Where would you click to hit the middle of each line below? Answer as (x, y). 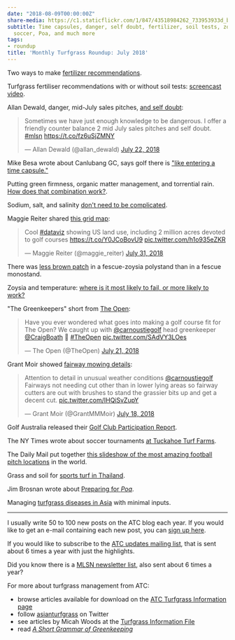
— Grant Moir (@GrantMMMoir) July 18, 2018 (90, 413)
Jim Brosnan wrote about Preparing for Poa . (71, 489)
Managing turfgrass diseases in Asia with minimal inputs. (89, 502)
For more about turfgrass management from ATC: (78, 585)
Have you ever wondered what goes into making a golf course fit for (123, 322)
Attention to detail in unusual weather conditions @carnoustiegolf (119, 377)
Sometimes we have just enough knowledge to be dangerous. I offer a (125, 120)
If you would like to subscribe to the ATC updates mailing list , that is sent (112, 543)
